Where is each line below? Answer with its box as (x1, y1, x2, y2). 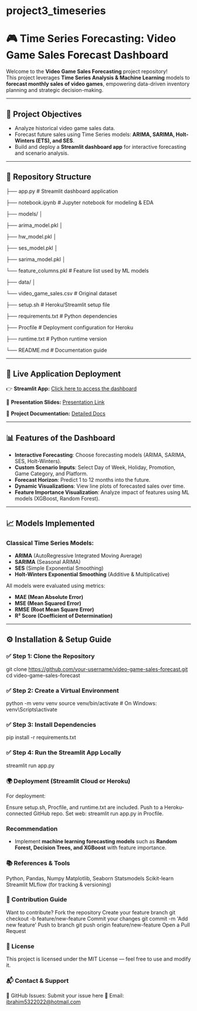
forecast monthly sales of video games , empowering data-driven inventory (6, 80, 190, 87)
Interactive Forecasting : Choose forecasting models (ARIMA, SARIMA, (14, 451, 186, 458)
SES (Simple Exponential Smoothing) (14, 564, 104, 572)
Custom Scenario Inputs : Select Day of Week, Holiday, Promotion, (14, 464, 176, 471)
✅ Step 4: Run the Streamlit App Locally (6, 748, 121, 757)
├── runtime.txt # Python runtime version (6, 335, 107, 342)
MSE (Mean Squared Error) (14, 600, 81, 607)
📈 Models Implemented (6, 518, 95, 528)
